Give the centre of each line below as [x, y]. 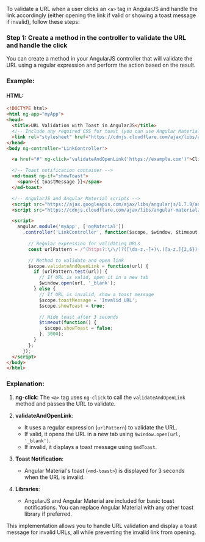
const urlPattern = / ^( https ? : [68, 249]
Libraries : [27, 489]
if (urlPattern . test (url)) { [70, 272]
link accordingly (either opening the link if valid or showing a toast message [101, 15]
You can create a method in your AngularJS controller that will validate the [99, 59]
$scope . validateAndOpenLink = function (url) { [88, 266]
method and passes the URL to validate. [65, 404]
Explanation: [25, 384]
